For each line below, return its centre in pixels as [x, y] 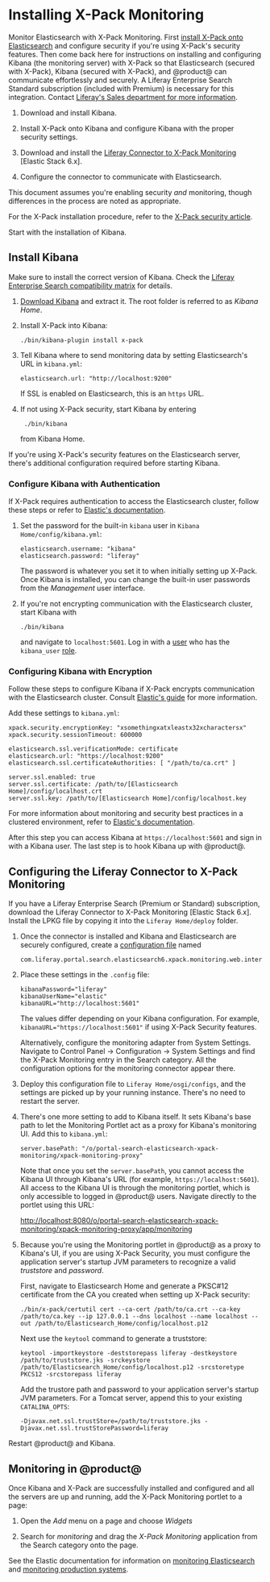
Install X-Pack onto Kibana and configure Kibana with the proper [127, 128]
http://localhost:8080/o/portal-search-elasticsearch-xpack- [119, 1221]
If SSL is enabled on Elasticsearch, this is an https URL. [112, 393]
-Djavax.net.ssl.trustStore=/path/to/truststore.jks [110, 1422]
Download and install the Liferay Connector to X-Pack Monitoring [128, 152]
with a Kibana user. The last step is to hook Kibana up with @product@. [127, 846]
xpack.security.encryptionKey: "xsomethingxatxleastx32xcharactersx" [128, 728]
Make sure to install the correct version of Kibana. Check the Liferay [122, 277]
